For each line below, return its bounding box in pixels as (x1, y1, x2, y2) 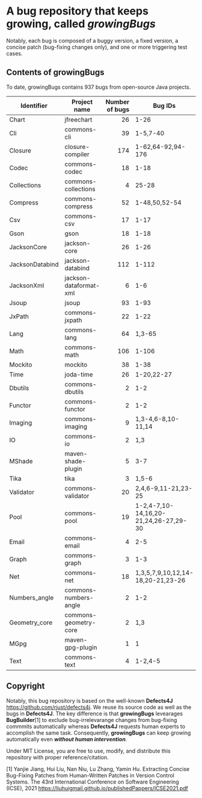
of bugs (106, 105, 130, 113)
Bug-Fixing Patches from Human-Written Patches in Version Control (6, 771, 174, 779)
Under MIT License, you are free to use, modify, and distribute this (6, 747, 171, 755)
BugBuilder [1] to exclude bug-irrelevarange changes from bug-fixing (6, 716, 177, 723)
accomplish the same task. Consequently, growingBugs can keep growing (6, 729, 191, 736)
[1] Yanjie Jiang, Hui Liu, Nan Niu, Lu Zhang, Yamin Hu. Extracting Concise (6, 765, 190, 773)
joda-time (64, 370, 93, 378)
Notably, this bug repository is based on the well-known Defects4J (6, 697, 173, 704)
